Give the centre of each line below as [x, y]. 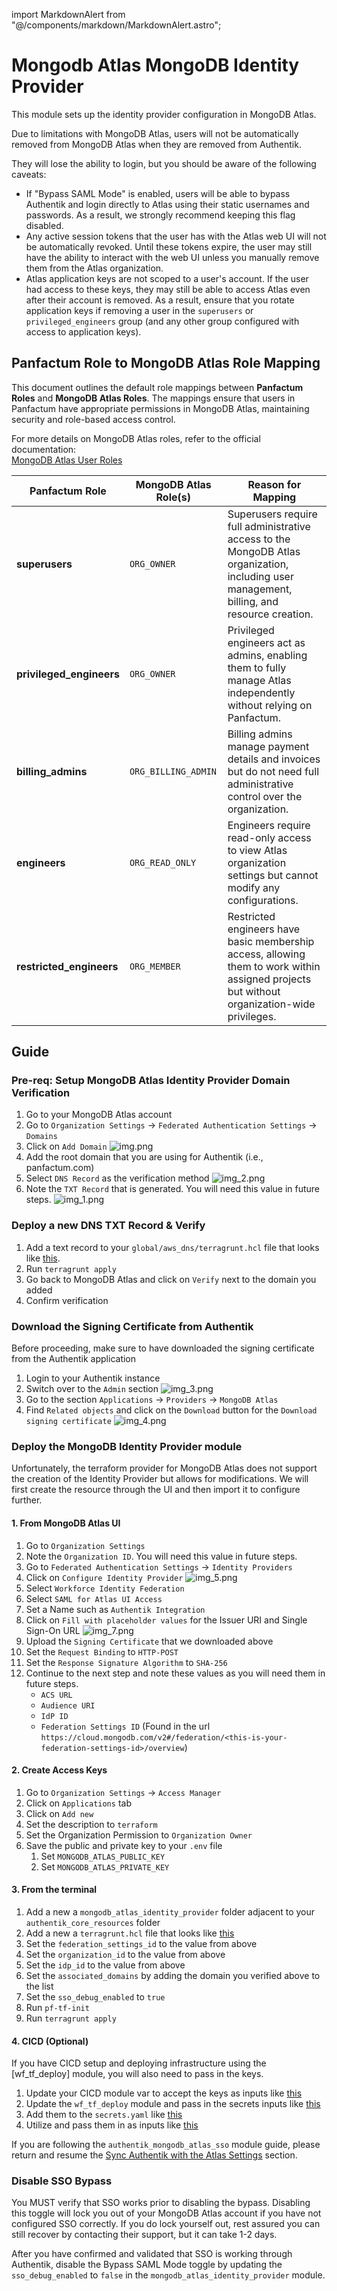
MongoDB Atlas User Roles [67, 460]
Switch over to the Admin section [92, 1389]
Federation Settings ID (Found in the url [125, 1726]
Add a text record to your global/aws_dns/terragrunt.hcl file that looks [172, 1247]
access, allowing [266, 954]
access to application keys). [83, 331]
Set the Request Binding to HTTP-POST [102, 1651]
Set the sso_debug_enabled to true [95, 1996]
